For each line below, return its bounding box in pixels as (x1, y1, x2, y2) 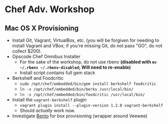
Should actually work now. (19, 108, 76, 113)
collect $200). (12, 48, 42, 54)
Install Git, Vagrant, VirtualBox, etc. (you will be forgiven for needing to (12, 37, 159, 43)
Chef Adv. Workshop (5, 4, 95, 15)
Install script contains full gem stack (19, 70, 95, 76)
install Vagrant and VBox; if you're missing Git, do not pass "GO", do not (12, 43, 163, 49)
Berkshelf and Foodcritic (12, 75, 64, 81)
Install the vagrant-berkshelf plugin (12, 97, 87, 103)
